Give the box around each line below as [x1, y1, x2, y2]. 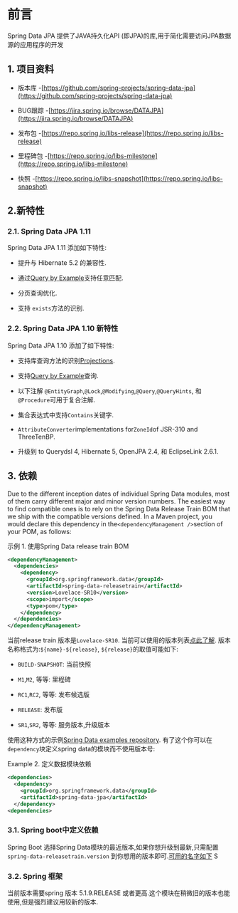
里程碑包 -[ [17, 151, 50, 160]
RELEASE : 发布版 [17, 706, 63, 714]
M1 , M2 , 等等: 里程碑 [17, 675, 71, 684]
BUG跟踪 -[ [17, 106, 51, 115]
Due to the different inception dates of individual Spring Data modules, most [7, 489, 230, 498]
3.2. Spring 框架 [7, 871, 63, 881]
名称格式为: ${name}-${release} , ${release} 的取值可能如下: [7, 645, 179, 654]
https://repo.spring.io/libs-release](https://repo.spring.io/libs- [43, 129, 224, 137]
